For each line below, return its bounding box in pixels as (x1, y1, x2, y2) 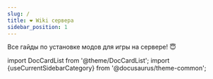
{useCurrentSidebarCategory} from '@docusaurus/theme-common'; (7, 64, 207, 73)
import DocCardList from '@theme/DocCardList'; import (7, 56, 170, 65)
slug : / (7, 10, 30, 18)
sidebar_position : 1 (7, 23, 68, 30)
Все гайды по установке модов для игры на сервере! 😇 (7, 43, 176, 51)
